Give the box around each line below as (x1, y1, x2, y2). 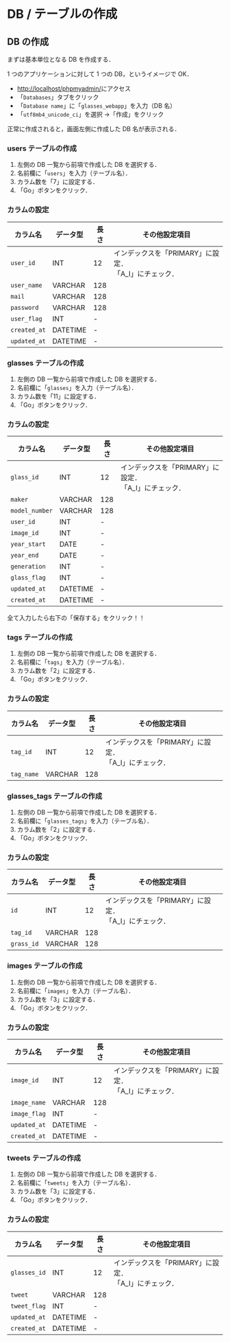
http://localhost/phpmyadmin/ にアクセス (16, 84, 131, 93)
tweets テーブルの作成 (7, 1153, 81, 1163)
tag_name (10, 770, 39, 778)
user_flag (10, 315, 42, 323)
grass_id (10, 940, 39, 948)
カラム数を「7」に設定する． (16, 178, 99, 186)
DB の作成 (7, 36, 49, 47)
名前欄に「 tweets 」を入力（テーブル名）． (16, 1179, 135, 1187)
